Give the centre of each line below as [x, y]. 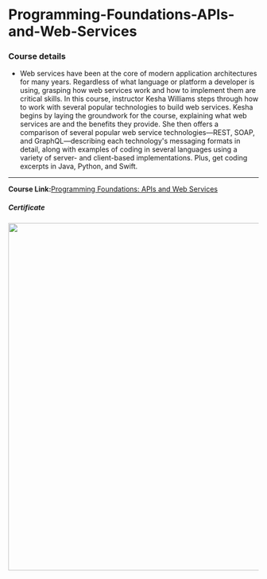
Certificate [27, 207]
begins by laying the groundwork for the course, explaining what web [133, 116]
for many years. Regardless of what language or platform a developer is [137, 82]
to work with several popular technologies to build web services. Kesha [136, 107]
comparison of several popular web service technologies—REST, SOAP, [137, 133]
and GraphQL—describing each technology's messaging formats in [130, 141]
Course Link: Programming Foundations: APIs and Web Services [113, 189]
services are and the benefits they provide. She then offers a [119, 124]
